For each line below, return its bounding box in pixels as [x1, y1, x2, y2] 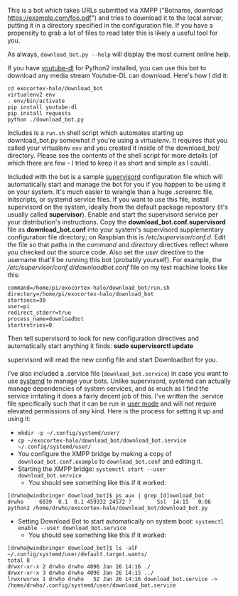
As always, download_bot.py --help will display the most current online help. [7, 50, 231, 58]
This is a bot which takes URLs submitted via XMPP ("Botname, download [7, 6, 224, 14]
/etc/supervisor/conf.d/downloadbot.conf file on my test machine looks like [7, 263, 228, 271]
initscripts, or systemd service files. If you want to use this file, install [7, 195, 210, 203]
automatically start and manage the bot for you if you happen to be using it [7, 180, 226, 188]
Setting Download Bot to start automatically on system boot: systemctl [17, 517, 225, 525]
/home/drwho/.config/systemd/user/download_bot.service [7, 582, 176, 589]
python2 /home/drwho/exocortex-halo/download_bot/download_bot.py [7, 504, 208, 511]
